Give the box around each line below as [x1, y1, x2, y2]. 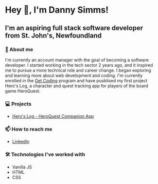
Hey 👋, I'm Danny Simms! [5, 4, 109, 16]
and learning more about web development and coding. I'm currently [5, 73, 143, 78]
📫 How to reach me [5, 126, 53, 133]
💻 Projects [5, 100, 32, 107]
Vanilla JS [12, 164, 32, 170]
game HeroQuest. [5, 88, 40, 94]
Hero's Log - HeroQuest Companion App [12, 113, 94, 119]
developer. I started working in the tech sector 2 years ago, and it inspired [5, 62, 153, 68]
